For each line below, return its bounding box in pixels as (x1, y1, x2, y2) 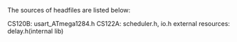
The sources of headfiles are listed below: (7, 6, 131, 14)
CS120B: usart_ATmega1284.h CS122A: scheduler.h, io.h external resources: (7, 20, 230, 27)
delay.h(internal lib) (7, 27, 64, 35)
